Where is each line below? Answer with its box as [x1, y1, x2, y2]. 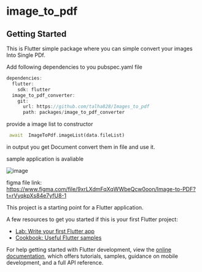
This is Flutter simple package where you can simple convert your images [6, 45, 193, 52]
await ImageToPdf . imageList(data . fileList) [9, 132, 125, 138]
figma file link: [6, 179, 42, 186]
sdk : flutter [17, 86, 51, 93]
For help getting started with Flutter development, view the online [6, 246, 172, 253]
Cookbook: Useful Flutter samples [15, 234, 102, 241]
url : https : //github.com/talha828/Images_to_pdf [22, 104, 150, 110]
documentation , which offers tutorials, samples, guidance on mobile [6, 252, 178, 260]
